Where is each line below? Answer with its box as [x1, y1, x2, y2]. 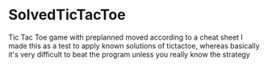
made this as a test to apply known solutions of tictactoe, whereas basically [8, 40, 260, 50]
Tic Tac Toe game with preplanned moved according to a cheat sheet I [8, 32, 244, 42]
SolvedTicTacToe [8, 6, 127, 24]
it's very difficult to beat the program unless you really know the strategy [8, 49, 250, 59]
